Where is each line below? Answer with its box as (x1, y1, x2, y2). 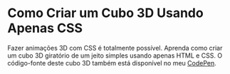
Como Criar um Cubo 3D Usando (7, 5, 204, 21)
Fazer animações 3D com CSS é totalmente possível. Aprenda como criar (7, 43, 223, 52)
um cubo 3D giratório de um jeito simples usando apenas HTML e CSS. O (7, 51, 223, 60)
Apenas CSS (7, 20, 83, 36)
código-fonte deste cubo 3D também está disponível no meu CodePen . (7, 58, 217, 67)
